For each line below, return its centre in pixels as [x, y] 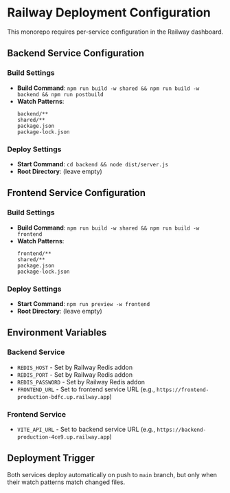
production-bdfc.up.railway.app [63, 397]
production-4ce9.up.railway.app [63, 437]
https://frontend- [183, 390]
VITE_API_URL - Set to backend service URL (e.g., [86, 429]
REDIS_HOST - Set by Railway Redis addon [74, 367]
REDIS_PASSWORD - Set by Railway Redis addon [81, 382]
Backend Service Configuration [76, 53]
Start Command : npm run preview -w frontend [83, 303]
